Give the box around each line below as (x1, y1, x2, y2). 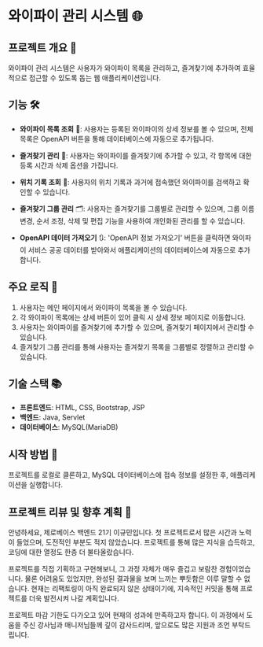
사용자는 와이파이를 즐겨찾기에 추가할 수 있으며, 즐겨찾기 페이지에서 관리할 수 (19, 322, 255, 331)
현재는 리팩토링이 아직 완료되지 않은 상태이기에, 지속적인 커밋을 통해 (31, 584, 239, 593)
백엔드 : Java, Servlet (19, 412, 86, 422)
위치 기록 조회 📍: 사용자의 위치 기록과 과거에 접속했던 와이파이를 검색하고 (19, 177, 242, 187)
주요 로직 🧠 (8, 280, 59, 294)
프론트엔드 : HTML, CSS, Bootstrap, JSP (19, 403, 145, 412)
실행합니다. (28, 480, 64, 490)
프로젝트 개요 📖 (8, 41, 77, 54)
